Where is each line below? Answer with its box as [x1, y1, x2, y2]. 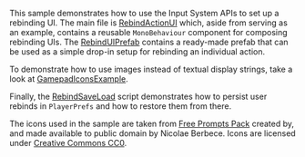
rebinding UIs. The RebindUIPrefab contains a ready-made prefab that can [9, 36, 289, 47]
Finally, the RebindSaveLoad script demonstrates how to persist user [9, 91, 268, 102]
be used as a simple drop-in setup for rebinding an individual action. [9, 46, 266, 57]
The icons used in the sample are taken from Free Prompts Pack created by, [9, 118, 294, 129]
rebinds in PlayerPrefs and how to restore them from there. [9, 101, 232, 112]
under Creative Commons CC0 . [9, 138, 127, 148]
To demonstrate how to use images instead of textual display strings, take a [9, 64, 293, 74]
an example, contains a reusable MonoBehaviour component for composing [9, 27, 289, 37]
